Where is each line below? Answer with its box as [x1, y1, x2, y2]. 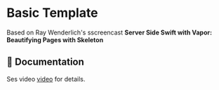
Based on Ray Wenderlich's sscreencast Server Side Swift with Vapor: [6, 28, 212, 37]
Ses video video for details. [6, 75, 86, 83]
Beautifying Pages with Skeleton [6, 35, 104, 44]
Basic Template [6, 5, 99, 21]
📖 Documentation [6, 56, 85, 68]
